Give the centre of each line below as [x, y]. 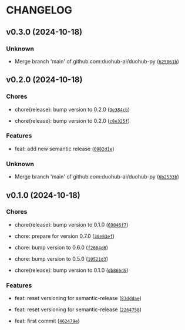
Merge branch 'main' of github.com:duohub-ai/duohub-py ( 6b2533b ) [97, 177]
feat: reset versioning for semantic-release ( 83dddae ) [78, 298]
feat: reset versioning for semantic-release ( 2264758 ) [78, 309]
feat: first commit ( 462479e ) [47, 321]
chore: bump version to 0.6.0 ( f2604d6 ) [61, 247]
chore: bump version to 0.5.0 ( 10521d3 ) [61, 258]
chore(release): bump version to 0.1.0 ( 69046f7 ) [71, 224]
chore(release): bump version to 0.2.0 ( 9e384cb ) [72, 109]
